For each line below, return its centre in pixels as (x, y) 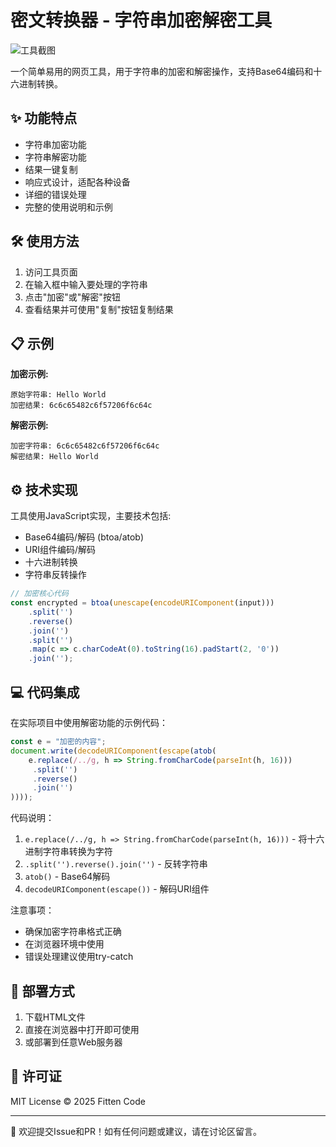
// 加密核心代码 (39, 594)
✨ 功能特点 (44, 118)
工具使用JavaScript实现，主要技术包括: (91, 516)
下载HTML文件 (55, 1017)
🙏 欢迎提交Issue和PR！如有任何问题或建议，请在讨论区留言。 (136, 1131)
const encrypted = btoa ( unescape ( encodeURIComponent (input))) (142, 603)
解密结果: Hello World (54, 457)
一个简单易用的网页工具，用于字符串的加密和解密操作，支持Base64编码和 (162, 71)
